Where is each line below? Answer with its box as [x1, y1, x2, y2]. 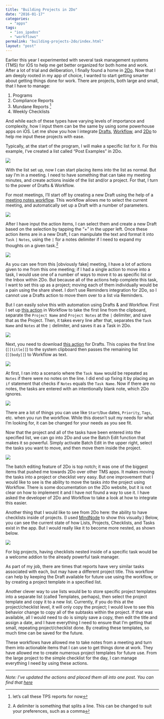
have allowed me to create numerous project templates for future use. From [5, 650, 157, 656]
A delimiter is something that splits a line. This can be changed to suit [12, 703, 152, 709]
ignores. [5, 391, 22, 397]
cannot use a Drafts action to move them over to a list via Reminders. [5, 292, 144, 298]
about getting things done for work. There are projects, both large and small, [5, 78, 159, 84]
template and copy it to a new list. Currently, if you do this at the [5, 599, 134, 605]
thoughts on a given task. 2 [5, 242, 59, 248]
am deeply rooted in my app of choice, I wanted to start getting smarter [5, 72, 149, 78]
